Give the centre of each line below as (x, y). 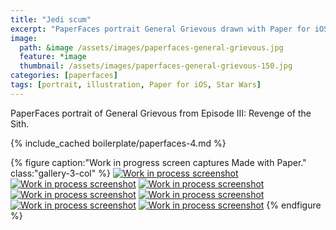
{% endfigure (294, 205)
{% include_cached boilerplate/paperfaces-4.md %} (118, 143)
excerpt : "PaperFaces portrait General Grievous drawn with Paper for (160, 29)
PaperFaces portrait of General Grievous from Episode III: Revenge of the (161, 113)
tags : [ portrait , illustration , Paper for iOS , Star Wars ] (136, 85)
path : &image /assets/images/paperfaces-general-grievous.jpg (151, 47)
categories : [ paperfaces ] (64, 76)
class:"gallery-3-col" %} (60, 173)
